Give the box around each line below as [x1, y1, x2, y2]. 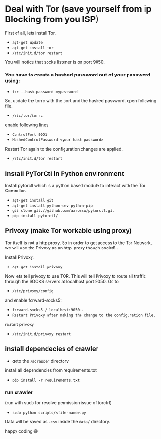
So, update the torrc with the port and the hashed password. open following [5, 98, 157, 104]
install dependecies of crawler [5, 345, 99, 353]
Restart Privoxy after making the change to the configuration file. [12, 313, 156, 318]
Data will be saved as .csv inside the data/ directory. [5, 419, 111, 424]
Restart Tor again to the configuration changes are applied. [5, 146, 123, 152]
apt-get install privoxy [12, 265, 63, 269]
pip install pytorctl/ [12, 213, 58, 219]
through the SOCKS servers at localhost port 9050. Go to [5, 278, 119, 284]
